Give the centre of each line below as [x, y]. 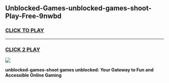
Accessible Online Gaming [33, 75]
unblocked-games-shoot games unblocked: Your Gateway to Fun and [79, 69]
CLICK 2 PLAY [23, 49]
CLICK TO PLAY [25, 31]
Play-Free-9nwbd [33, 16]
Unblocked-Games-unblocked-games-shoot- [78, 8]
